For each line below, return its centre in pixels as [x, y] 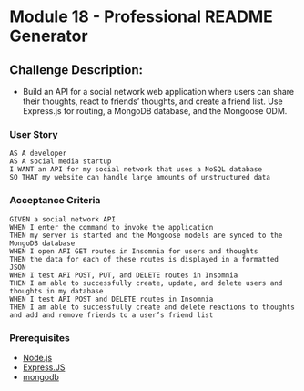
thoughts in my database [56, 291]
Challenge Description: [76, 70]
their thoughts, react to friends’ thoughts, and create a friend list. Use [153, 101]
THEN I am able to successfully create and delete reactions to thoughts [152, 307]
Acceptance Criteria [55, 201]
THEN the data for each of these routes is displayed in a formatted [144, 259]
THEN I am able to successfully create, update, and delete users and [146, 283]
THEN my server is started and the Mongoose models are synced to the [146, 235]
